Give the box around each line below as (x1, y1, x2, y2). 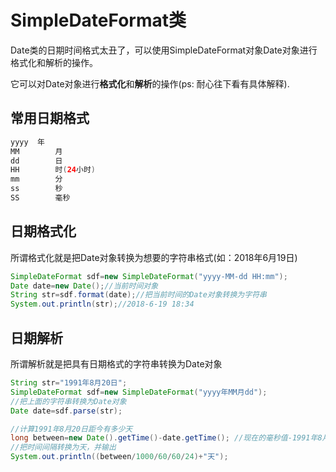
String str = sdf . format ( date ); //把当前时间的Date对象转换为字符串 (10, 290, 267, 300)
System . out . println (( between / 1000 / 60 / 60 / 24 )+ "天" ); (10, 452, 229, 462)
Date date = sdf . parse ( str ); (10, 406, 123, 416)
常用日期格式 (10, 110, 90, 127)
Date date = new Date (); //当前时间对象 (10, 281, 159, 291)
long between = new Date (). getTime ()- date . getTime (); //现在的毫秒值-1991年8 (10, 433, 323, 443)
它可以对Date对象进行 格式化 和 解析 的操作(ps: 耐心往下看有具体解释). (10, 77, 290, 90)
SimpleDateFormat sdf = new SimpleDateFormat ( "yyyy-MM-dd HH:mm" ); (10, 271, 288, 281)
